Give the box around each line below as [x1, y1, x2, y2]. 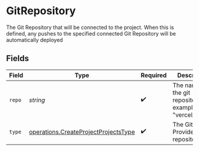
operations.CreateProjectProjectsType [28, 127, 135, 136]
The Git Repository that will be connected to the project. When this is [6, 24, 174, 31]
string [28, 96, 46, 104]
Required [140, 71, 167, 79]
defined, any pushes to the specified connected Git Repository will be [6, 30, 176, 37]
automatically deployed [6, 36, 63, 43]
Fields [6, 53, 30, 63]
